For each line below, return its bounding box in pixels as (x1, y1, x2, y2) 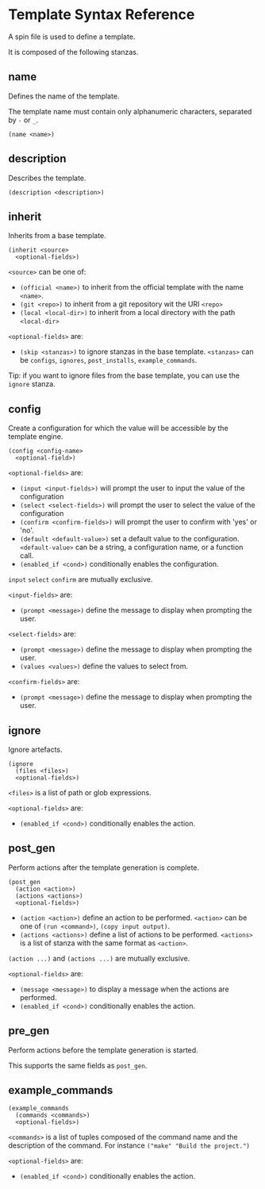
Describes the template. (8, 173, 86, 183)
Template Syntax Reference (8, 6, 195, 24)
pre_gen (8, 1024, 50, 1037)
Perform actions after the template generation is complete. (8, 863, 200, 872)
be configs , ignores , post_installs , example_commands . (19, 356, 198, 365)
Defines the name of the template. (8, 91, 120, 101)
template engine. (8, 432, 63, 441)
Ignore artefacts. (8, 745, 63, 754)
